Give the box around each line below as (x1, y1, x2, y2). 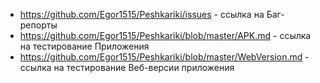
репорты (19, 19, 58, 31)
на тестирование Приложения (19, 40, 150, 52)
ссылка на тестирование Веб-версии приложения (19, 62, 235, 73)
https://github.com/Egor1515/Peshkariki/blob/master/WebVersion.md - (19, 51, 310, 63)
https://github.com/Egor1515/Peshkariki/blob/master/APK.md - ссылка (19, 30, 312, 41)
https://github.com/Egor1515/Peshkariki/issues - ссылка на (19, 9, 265, 20)
